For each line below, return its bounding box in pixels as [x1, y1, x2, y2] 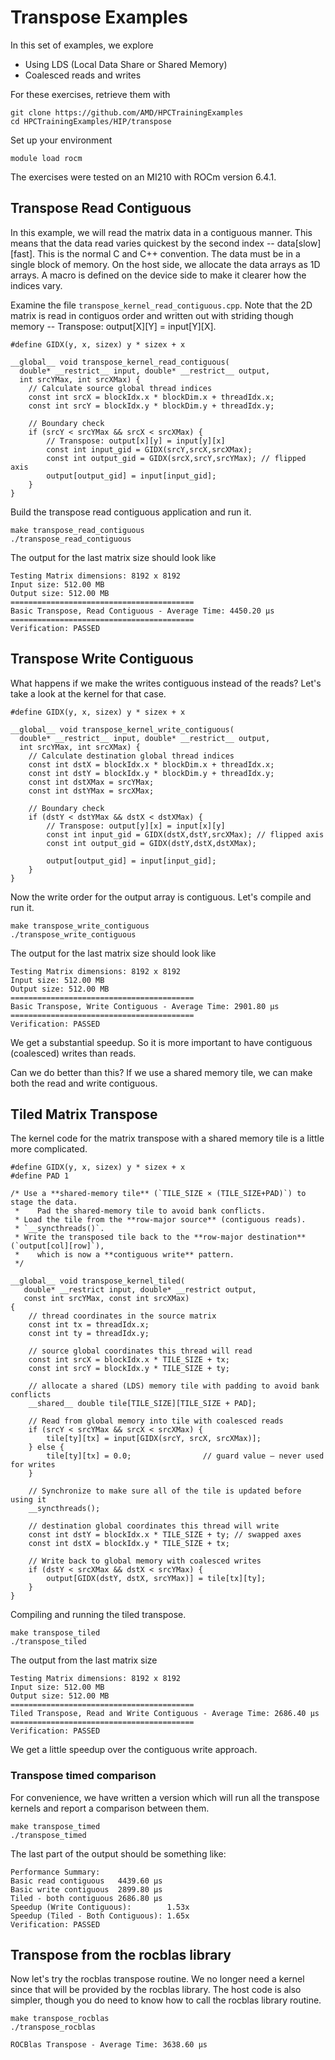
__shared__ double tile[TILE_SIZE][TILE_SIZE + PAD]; [28, 1399, 257, 1409]
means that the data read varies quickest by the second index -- [10, 237, 275, 249]
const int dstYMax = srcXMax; [28, 786, 155, 796]
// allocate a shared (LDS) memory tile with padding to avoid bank [28, 1381, 320, 1391]
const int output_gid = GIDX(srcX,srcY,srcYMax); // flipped [46, 453, 307, 463]
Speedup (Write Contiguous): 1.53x [10, 1902, 190, 1912]
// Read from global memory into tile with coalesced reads [28, 1416, 284, 1426]
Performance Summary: [10, 1867, 101, 1877]
